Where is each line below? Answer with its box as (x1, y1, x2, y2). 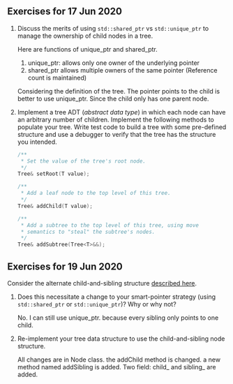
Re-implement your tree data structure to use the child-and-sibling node (17, 334, 225, 343)
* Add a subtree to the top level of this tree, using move (20, 221, 200, 229)
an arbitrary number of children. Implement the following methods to (17, 115, 214, 124)
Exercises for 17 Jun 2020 (7, 6, 122, 17)
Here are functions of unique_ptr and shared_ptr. (17, 45, 158, 53)
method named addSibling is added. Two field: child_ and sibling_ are (17, 363, 216, 371)
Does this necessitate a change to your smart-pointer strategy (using (17, 293, 216, 301)
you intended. (17, 138, 57, 146)
